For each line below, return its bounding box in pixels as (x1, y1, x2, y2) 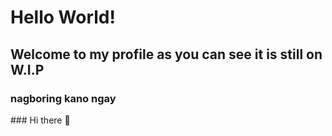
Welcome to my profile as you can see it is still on (10, 46, 323, 63)
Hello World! (10, 6, 116, 29)
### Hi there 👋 (10, 114, 71, 126)
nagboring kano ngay (10, 91, 117, 105)
